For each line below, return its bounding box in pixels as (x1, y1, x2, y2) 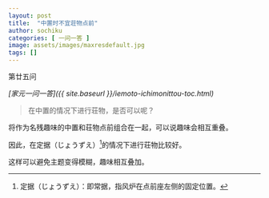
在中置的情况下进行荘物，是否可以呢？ (27, 105, 155, 115)
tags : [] (8, 49, 38, 57)
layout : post (8, 11, 52, 20)
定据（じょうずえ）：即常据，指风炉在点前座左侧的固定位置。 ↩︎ (19, 181, 228, 191)
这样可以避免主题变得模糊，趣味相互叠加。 (8, 156, 149, 166)
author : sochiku (8, 26, 62, 34)
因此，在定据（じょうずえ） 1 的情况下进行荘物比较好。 (8, 139, 187, 149)
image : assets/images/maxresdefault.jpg (8, 42, 146, 49)
